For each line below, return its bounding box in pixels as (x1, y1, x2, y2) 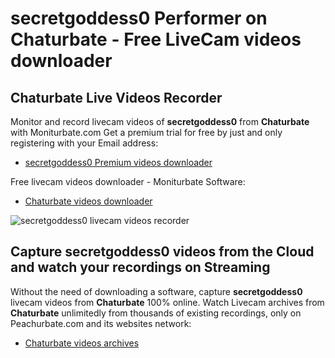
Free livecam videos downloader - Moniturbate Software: (10, 176, 246, 187)
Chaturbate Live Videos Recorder (10, 89, 223, 106)
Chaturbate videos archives (24, 337, 140, 349)
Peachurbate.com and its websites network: (10, 317, 192, 329)
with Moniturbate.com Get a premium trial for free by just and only (10, 127, 283, 138)
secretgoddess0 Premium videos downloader (24, 157, 213, 168)
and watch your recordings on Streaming (10, 259, 271, 276)
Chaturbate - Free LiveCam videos (10, 28, 302, 51)
